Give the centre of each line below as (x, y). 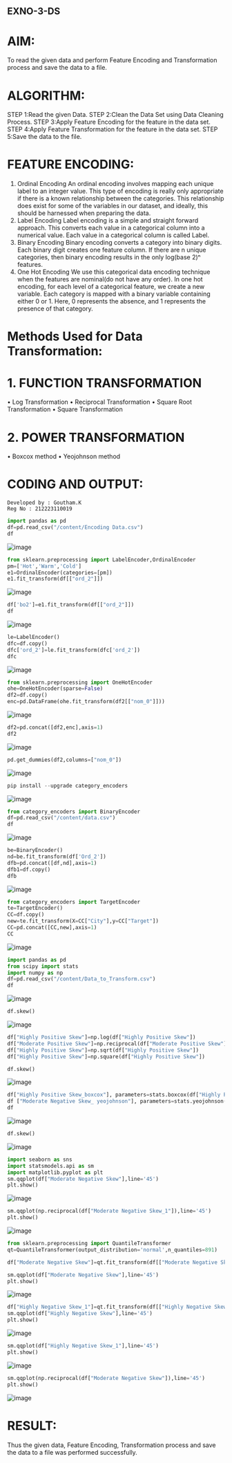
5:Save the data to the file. (45, 137)
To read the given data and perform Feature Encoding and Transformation (112, 60)
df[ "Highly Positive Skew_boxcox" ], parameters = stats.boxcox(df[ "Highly (114, 1095)
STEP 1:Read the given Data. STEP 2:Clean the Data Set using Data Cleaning (116, 115)
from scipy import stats (43, 966)
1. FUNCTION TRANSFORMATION (105, 383)
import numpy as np (35, 973)
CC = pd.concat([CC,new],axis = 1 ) (52, 928)
